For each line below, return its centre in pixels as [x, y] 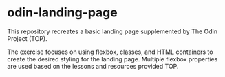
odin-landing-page [63, 13]
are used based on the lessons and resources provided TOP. [93, 66]
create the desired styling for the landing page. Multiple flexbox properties [112, 59]
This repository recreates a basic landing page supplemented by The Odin [112, 31]
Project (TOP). [27, 38]
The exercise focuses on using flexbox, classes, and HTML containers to [110, 52]
